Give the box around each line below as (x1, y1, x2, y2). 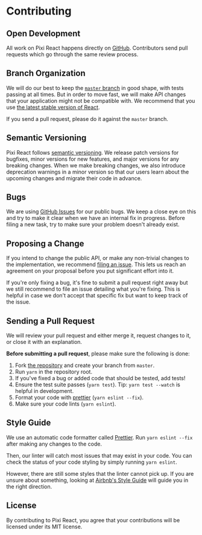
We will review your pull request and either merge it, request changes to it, (6, 332, 191, 339)
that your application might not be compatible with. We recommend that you (6, 97, 195, 104)
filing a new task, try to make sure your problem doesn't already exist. (6, 221, 180, 228)
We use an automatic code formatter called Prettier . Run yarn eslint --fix (6, 433, 193, 441)
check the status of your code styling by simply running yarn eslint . (6, 458, 177, 465)
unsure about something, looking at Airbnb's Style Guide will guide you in (6, 476, 189, 484)
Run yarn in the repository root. (14, 368, 92, 375)
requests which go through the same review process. (6, 51, 139, 58)
